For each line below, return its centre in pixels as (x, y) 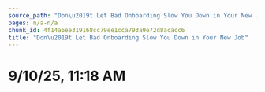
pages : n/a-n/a (33, 23)
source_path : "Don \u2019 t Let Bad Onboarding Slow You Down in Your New (130, 15)
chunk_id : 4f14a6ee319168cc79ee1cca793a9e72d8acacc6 (97, 30)
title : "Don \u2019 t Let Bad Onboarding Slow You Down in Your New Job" (128, 37)
